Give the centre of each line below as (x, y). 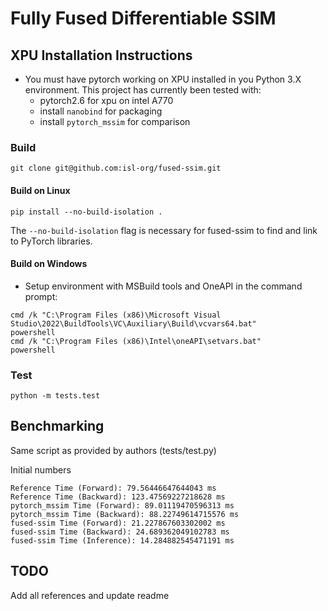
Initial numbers (41, 469)
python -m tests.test (55, 396)
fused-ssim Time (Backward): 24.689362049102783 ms (120, 532)
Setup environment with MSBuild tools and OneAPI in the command (163, 286)
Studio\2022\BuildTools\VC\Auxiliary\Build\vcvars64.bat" (133, 323)
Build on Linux (40, 190)
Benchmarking (57, 426)
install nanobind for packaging (101, 111)
